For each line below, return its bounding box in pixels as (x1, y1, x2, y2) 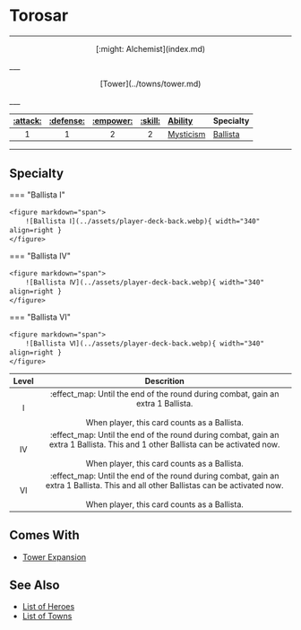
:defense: (48, 116, 85, 127)
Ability (168, 116, 193, 127)
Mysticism (168, 128, 206, 139)
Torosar (9, 5, 69, 26)
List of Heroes (21, 601, 75, 612)
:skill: (140, 116, 160, 127)
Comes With (9, 528, 81, 543)
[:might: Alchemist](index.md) (95, 43, 206, 54)
